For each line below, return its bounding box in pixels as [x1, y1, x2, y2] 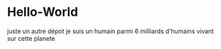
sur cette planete [7, 34, 56, 42]
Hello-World [7, 4, 78, 20]
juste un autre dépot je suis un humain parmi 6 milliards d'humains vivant [7, 27, 214, 35]
